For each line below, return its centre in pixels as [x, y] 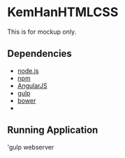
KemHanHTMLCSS [63, 12]
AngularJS [32, 86]
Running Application [53, 130]
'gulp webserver [31, 147]
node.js [28, 70]
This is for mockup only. [42, 32]
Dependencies [39, 54]
